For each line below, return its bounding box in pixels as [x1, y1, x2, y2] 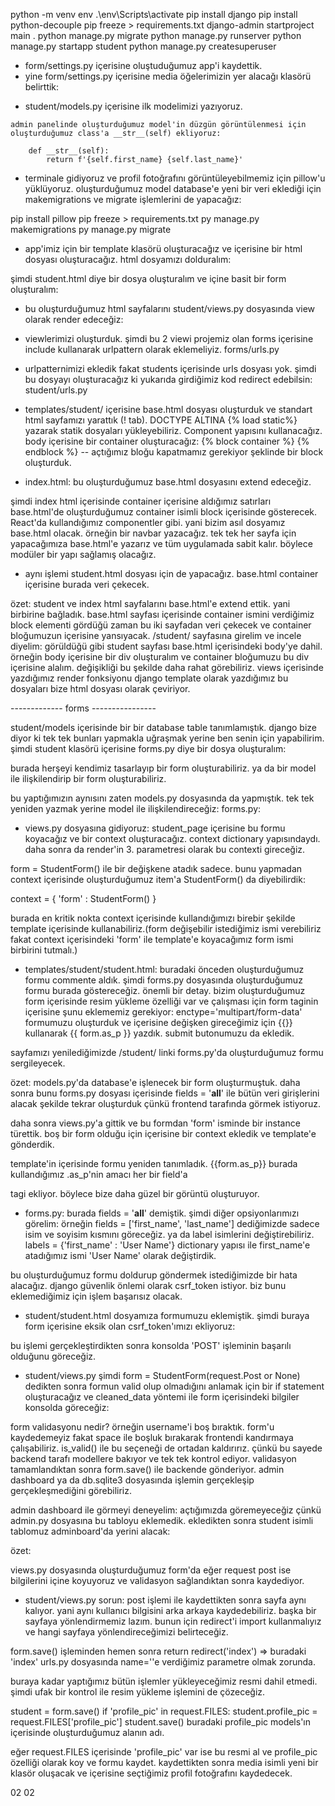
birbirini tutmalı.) [10, 944, 78, 956]
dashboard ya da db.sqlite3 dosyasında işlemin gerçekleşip [10, 1474, 255, 1486]
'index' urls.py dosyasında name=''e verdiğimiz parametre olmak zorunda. [10, 1656, 316, 1668]
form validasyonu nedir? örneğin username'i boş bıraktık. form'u [10, 1421, 275, 1433]
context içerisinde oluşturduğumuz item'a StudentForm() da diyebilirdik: [10, 874, 306, 885]
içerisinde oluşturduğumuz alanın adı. [10, 1727, 165, 1738]
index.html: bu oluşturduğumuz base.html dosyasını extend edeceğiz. [24, 476, 312, 488]
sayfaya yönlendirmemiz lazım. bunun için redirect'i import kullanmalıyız [24, 1615, 322, 1627]
